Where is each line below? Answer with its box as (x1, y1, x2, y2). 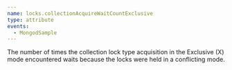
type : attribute (7, 16, 54, 23)
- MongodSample (13, 29, 57, 36)
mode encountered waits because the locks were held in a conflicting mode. (7, 56, 225, 64)
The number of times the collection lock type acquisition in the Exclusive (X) (7, 48, 224, 56)
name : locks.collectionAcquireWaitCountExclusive (7, 10, 154, 17)
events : (7, 23, 30, 30)
